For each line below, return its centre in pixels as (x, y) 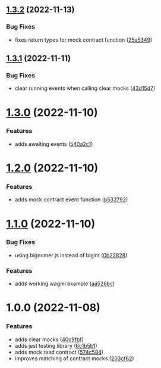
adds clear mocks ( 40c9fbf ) (49, 339)
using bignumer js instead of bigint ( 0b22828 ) (71, 255)
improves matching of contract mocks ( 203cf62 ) (75, 358)
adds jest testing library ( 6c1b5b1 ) (56, 345)
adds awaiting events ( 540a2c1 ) (54, 144)
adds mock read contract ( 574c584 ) (59, 352)
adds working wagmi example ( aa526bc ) (65, 284)
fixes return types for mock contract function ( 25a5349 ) (83, 40)
